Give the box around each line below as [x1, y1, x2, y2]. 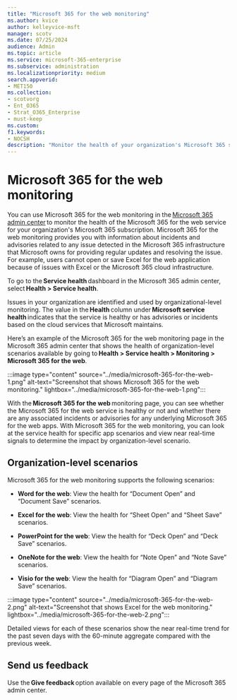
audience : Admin [7, 43, 55, 50]
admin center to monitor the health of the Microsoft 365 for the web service [7, 218, 227, 227]
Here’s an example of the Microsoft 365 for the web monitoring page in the [7, 334, 224, 343]
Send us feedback [7, 660, 89, 672]
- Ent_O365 [7, 102, 39, 109]
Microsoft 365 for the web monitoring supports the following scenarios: [7, 475, 215, 484]
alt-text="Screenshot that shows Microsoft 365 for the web [27, 378, 200, 386]
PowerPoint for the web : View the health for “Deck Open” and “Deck [17, 531, 219, 540]
